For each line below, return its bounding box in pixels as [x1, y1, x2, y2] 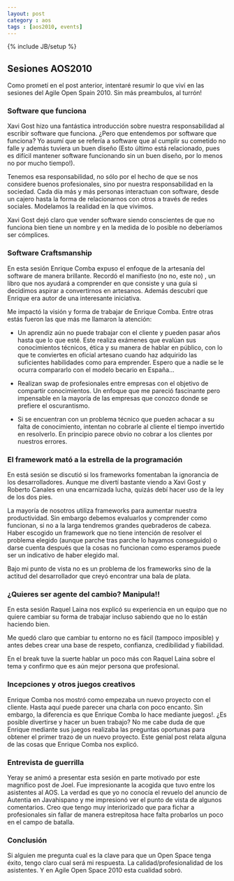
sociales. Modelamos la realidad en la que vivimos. [7, 202, 154, 210]
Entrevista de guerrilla [7, 757, 85, 767]
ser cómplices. [7, 231, 50, 239]
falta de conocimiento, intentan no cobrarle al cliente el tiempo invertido [17, 422, 225, 431]
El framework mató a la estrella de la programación [7, 454, 183, 464]
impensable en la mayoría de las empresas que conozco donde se [17, 394, 208, 402]
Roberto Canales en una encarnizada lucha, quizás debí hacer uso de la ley [7, 485, 224, 494]
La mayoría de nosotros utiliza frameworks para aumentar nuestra [7, 506, 197, 515]
